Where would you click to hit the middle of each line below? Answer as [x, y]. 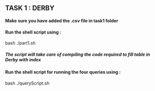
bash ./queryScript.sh [27, 83]
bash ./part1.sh [20, 43]
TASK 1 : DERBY [30, 8]
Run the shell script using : [33, 32]
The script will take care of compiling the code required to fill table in [78, 54]
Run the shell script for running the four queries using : [63, 72]
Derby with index [23, 59]
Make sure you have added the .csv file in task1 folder [62, 21]
